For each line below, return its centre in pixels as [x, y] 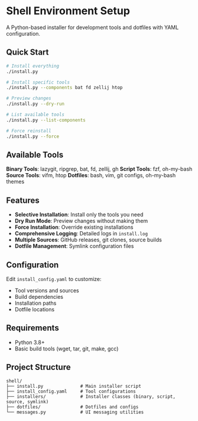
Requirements [33, 328]
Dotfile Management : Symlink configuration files [74, 246]
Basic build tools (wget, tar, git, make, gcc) [66, 349]
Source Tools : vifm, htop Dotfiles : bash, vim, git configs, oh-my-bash [91, 176]
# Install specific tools [38, 82]
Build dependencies [39, 296]
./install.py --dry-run [35, 104]
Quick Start [27, 52]
